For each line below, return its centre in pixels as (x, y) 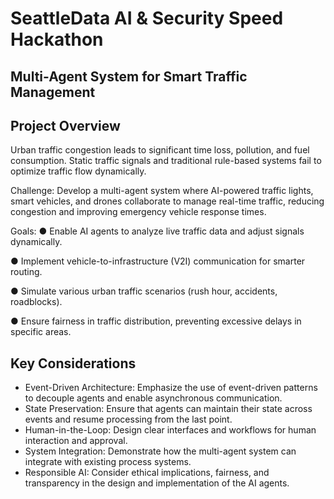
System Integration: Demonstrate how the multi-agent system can (160, 451)
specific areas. (41, 332)
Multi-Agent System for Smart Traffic (129, 76)
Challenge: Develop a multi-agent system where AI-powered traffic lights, (162, 191)
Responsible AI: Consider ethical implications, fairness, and (147, 473)
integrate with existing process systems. (108, 462)
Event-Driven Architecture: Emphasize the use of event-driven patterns (171, 388)
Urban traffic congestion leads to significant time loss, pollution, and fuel (160, 150)
